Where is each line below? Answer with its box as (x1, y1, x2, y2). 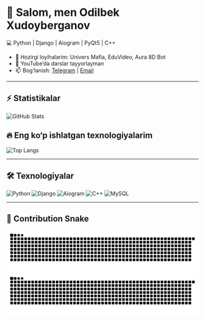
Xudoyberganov (6, 18, 90, 32)
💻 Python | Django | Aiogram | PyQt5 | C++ (6, 39, 116, 47)
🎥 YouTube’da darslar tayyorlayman (15, 59, 104, 67)
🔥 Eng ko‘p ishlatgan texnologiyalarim (6, 130, 153, 141)
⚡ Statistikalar (6, 93, 61, 103)
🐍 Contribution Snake (6, 214, 90, 224)
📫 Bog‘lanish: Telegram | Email (15, 67, 94, 74)
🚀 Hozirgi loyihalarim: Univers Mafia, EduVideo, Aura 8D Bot (15, 53, 166, 61)
